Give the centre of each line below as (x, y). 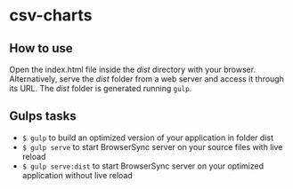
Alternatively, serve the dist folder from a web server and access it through (147, 79)
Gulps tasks (43, 116)
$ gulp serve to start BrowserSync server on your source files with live (152, 146)
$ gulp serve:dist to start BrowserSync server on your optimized (143, 166)
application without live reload (77, 175)
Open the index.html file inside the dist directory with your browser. (133, 69)
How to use (41, 48)
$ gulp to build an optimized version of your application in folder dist (148, 138)
